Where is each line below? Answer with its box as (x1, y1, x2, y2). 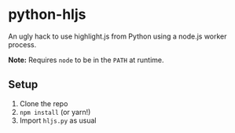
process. (8, 39, 37, 49)
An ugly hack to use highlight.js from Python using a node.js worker (8, 31, 227, 41)
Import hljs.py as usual (19, 116, 97, 125)
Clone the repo (19, 98, 68, 108)
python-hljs (8, 6, 86, 24)
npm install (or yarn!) (19, 107, 91, 116)
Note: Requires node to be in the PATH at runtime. (8, 55, 164, 65)
